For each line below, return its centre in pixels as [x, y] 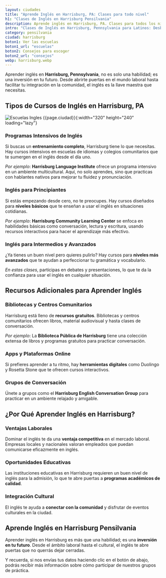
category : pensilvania [28, 33]
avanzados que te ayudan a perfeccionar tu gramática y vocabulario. [76, 260]
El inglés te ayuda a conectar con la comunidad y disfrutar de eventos [77, 507]
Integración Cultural [30, 496]
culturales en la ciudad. [29, 512]
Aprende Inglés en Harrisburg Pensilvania [71, 528]
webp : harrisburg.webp [28, 60]
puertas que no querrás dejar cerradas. [45, 550]
